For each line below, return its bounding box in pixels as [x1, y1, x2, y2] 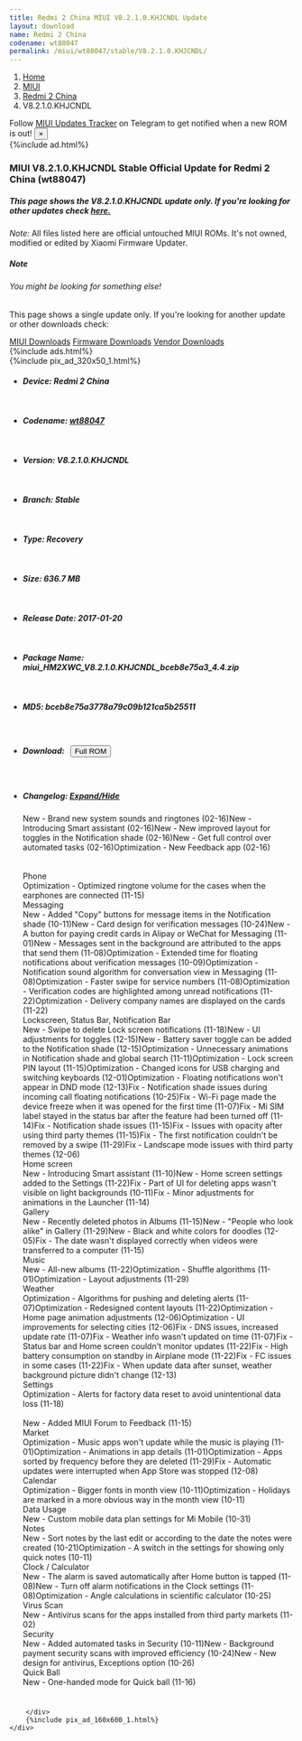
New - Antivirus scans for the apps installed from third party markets [22, 1609, 279, 1621]
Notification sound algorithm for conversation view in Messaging [22, 967, 263, 978]
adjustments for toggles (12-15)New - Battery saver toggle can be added [22, 1034, 292, 1045]
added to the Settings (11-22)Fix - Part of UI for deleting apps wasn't [22, 1178, 277, 1188]
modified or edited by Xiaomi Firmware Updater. [9, 237, 188, 248]
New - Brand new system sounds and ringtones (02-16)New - [22, 814, 252, 824]
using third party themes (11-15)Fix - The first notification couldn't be [22, 1130, 278, 1140]
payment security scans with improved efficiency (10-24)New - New [22, 1648, 277, 1659]
